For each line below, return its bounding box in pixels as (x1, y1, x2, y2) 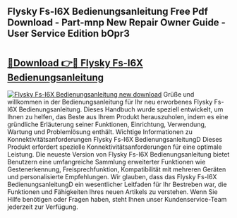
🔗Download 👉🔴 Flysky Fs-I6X (7, 56, 143, 69)
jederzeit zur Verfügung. (7, 202, 79, 211)
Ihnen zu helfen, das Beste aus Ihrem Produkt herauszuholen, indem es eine (7, 113, 229, 121)
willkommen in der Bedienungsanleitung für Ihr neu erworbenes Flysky (7, 98, 213, 106)
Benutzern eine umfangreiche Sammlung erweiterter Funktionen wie (7, 158, 206, 166)
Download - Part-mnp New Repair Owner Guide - (7, 17, 226, 29)
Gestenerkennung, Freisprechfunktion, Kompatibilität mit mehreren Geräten (7, 165, 226, 174)
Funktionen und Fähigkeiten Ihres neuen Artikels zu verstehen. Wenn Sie (7, 188, 218, 196)
